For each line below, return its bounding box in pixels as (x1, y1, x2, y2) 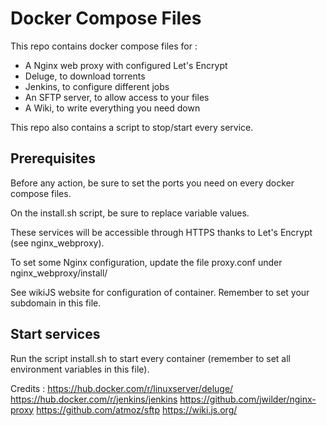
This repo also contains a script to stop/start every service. (10, 121, 254, 133)
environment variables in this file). (10, 363, 150, 375)
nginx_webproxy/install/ (10, 267, 108, 279)
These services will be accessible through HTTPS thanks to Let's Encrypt (10, 226, 313, 238)
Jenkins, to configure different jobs (24, 80, 170, 92)
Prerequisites (10, 150, 96, 167)
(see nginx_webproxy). (10, 237, 105, 249)
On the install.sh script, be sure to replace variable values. (10, 207, 250, 219)
